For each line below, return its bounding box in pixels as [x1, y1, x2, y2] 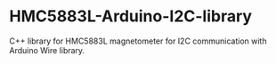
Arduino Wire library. [9, 44, 85, 55]
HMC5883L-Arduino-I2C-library [9, 6, 252, 27]
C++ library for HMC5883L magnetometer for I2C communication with [9, 36, 267, 46]
